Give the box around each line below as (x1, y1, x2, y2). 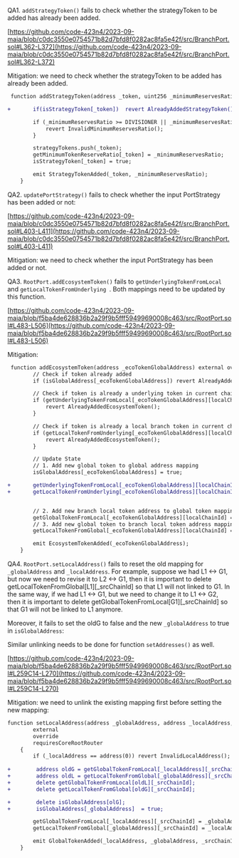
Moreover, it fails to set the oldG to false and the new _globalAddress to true (7, 619, 230, 627)
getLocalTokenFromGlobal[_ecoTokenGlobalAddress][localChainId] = (33, 527, 234, 534)
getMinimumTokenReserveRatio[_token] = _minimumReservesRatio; (33, 151, 224, 159)
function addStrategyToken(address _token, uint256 (10, 93, 167, 100)
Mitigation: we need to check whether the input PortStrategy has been (7, 256, 213, 264)
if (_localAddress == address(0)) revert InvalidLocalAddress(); (33, 753, 231, 760)
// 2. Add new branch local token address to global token (33, 507, 212, 515)
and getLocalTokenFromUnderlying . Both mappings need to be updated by (7, 284, 225, 293)
